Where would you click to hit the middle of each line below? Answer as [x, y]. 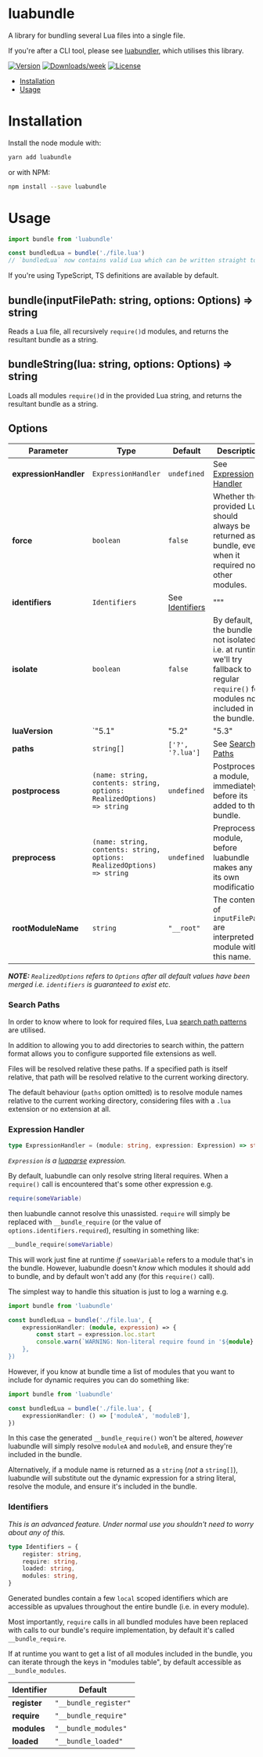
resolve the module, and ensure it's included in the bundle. [103, 1487]
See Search [234, 743]
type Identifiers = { [43, 1547]
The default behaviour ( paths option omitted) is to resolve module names [125, 1092]
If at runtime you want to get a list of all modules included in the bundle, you [130, 1654]
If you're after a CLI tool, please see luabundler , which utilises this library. [126, 50]
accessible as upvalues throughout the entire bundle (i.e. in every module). [129, 1607]
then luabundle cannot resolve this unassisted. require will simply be [119, 1213]
